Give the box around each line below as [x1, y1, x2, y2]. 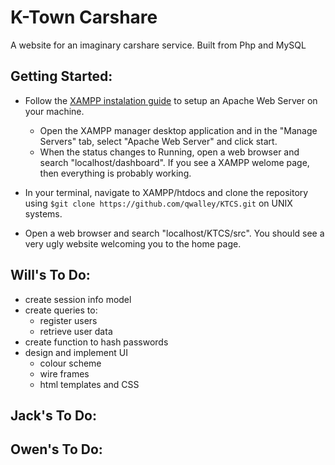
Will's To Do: [10, 267, 91, 284]
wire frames [39, 367, 90, 380]
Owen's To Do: [10, 441, 103, 458]
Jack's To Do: [10, 407, 97, 424]
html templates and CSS [39, 378, 140, 390]
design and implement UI [24, 346, 128, 358]
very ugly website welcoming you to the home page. [24, 237, 242, 250]
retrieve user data [39, 325, 113, 337]
